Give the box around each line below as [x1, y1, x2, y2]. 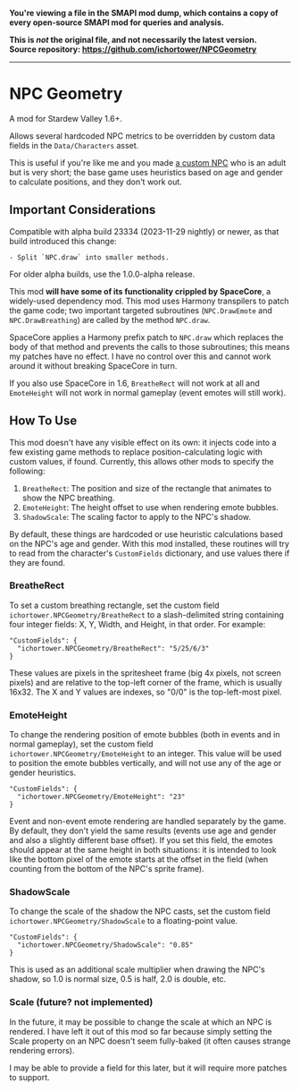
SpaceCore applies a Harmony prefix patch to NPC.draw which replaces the [9, 331, 284, 343]
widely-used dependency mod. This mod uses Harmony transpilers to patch [9, 295, 289, 306]
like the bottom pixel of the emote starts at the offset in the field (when [9, 854, 269, 865]
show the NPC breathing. [21, 492, 115, 503]
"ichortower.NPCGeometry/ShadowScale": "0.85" [17, 941, 194, 950]
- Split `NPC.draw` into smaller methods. [9, 252, 170, 262]
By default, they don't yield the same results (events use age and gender [9, 825, 277, 836]
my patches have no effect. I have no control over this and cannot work [9, 351, 271, 362]
